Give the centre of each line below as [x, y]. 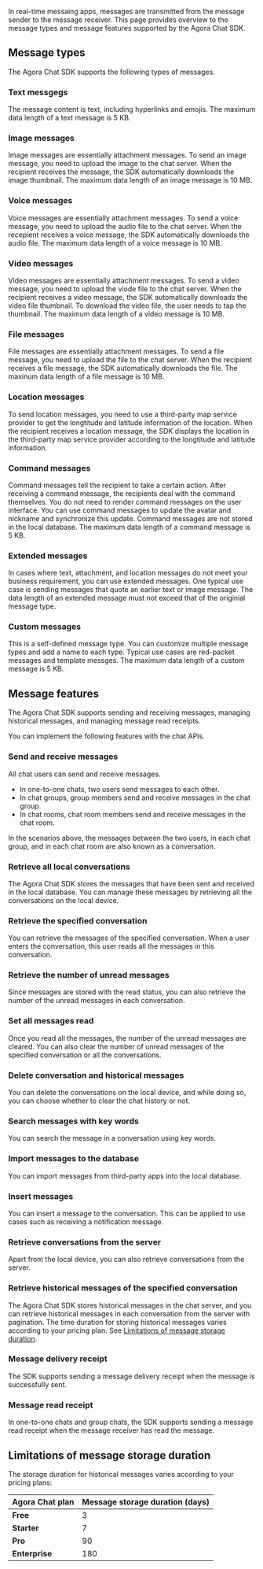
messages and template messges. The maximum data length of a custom [126, 661]
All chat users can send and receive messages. [84, 774]
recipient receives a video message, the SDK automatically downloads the [128, 297]
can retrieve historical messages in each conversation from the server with [129, 1313]
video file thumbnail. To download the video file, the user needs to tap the [127, 305]
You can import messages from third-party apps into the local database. [125, 1175]
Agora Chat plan [43, 1501]
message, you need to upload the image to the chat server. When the [120, 164]
